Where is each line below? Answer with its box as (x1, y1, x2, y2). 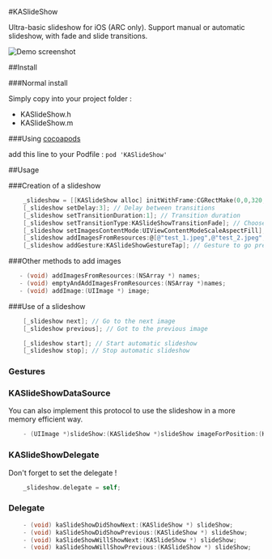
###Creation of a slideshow (8, 181, 101, 190)
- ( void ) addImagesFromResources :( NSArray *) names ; (19, 272, 201, 280)
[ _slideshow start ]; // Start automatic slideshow (23, 339, 198, 347)
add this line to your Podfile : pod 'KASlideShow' (8, 150, 168, 159)
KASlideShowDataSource (8, 387, 111, 399)
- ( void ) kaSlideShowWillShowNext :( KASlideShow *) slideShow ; (23, 536, 237, 544)
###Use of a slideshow (8, 301, 86, 311)
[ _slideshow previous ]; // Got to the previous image (23, 324, 208, 332)
